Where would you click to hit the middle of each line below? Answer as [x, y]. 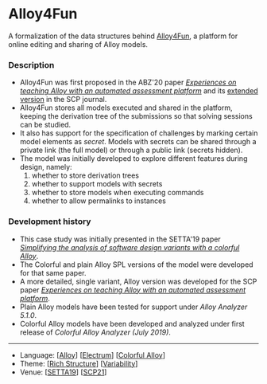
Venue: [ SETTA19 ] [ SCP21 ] [63, 372]
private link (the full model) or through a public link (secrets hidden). [131, 150]
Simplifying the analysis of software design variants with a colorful [130, 247]
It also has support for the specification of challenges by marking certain [139, 133]
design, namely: [46, 167]
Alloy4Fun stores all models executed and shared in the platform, [126, 108]
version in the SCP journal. [63, 100]
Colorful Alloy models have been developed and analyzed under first [132, 323]
